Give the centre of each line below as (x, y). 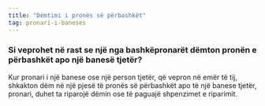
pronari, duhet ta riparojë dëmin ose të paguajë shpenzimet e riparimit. (123, 93)
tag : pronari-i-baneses (47, 23)
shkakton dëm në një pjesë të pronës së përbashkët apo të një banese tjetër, (132, 85)
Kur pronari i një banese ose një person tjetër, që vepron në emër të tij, (123, 77)
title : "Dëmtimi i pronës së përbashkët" (77, 15)
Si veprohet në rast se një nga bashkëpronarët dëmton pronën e (132, 50)
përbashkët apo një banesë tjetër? (75, 60)
